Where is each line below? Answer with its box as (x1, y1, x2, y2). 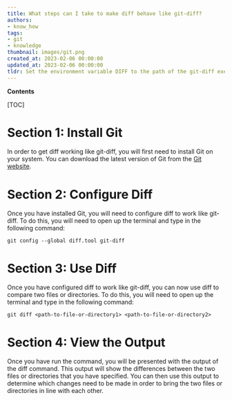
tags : (7, 29, 23, 37)
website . (7, 162, 32, 170)
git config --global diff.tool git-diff (7, 237, 126, 244)
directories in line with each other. (7, 387, 104, 395)
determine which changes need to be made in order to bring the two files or (7, 379, 223, 388)
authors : (7, 17, 32, 24)
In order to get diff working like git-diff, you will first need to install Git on (7, 147, 213, 156)
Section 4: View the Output (7, 334, 166, 350)
